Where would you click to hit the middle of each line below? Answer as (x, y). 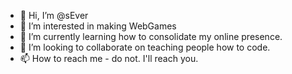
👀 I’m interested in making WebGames (98, 26)
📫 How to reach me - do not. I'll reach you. (109, 58)
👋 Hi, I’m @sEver (54, 15)
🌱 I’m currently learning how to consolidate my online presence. (151, 36)
